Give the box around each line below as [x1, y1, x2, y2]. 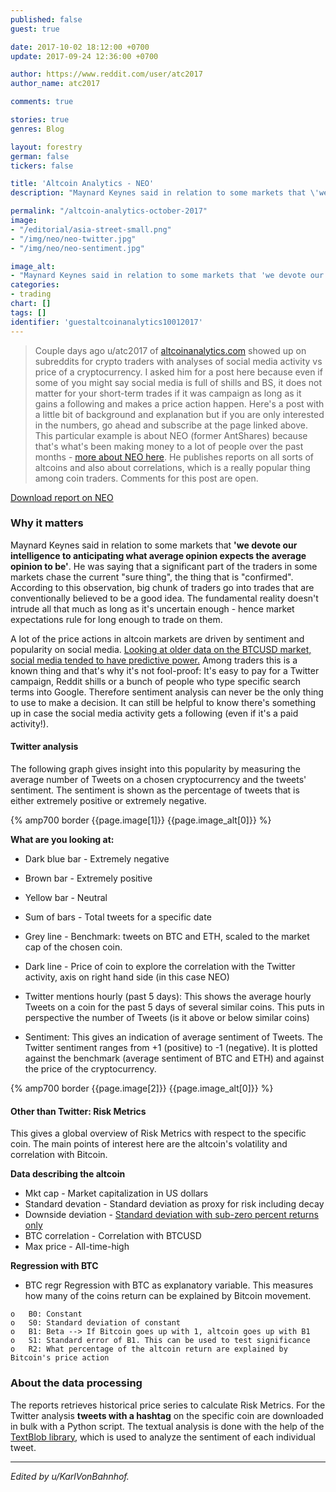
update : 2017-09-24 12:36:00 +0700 [10, 51, 159, 61]
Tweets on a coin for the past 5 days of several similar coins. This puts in [24, 1001, 325, 1013]
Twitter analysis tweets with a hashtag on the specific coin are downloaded [10, 1409, 324, 1421]
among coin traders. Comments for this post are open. [34, 472, 259, 484]
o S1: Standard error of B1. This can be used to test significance [10, 1336, 311, 1346]
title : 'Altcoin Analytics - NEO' [10, 179, 155, 189]
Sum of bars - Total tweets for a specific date [24, 911, 212, 923]
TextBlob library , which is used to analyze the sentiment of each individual [10, 1431, 316, 1443]
